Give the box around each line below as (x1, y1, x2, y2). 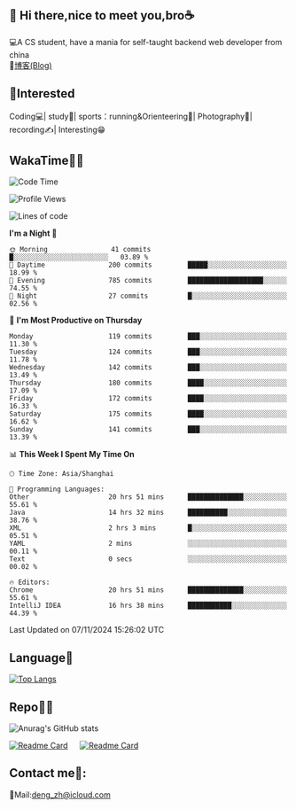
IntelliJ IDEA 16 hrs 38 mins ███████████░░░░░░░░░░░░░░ (9, 602, 288, 611)
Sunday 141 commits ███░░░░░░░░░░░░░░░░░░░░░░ (9, 425, 288, 434)
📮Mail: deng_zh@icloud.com (9, 789, 111, 800)
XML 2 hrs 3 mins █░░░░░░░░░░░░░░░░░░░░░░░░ (9, 524, 288, 533)
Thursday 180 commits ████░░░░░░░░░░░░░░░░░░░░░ (9, 378, 288, 388)
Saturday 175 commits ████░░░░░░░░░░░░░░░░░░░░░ (9, 409, 288, 419)
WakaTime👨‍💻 (9, 153, 84, 168)
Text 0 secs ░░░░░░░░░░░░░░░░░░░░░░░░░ (9, 555, 288, 564)
